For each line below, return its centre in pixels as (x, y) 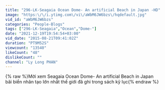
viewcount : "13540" (26, 48)
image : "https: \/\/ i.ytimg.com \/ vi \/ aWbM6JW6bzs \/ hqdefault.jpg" (76, 15)
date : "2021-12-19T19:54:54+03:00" (43, 34)
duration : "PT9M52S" (27, 43)
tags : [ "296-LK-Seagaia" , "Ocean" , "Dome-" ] (51, 29)
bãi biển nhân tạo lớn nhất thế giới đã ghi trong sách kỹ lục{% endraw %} (82, 82)
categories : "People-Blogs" (35, 24)
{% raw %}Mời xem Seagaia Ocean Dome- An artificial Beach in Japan (79, 76)
